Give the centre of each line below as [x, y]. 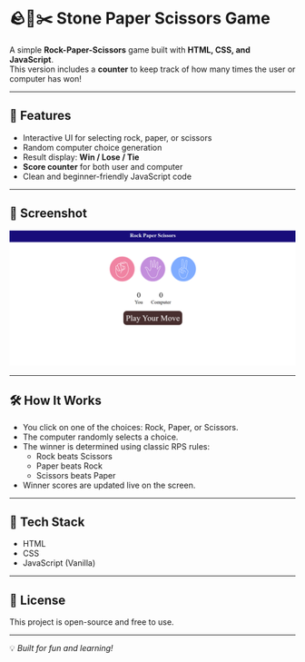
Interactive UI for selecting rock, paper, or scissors [117, 137]
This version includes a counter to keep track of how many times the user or [152, 69]
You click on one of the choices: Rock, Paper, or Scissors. [130, 427]
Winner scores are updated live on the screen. [109, 485]
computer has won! [45, 78]
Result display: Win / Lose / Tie [81, 157]
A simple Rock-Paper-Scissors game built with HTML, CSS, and [130, 49]
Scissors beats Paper [76, 475]
